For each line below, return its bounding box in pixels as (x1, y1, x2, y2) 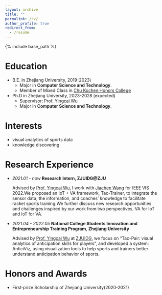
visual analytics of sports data (12, 136, 73, 143)
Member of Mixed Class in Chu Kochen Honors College (19, 87, 131, 93)
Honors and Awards (5, 268, 87, 279)
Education (5, 61, 47, 72)
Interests (5, 120, 43, 132)
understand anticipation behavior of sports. (12, 251, 100, 257)
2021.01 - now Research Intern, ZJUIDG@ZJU (12, 175, 106, 181)
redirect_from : (5, 26, 36, 30)
